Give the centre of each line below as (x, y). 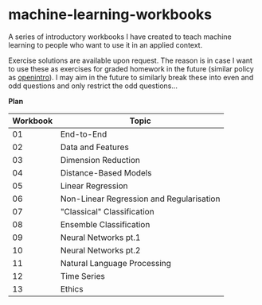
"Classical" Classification (107, 211)
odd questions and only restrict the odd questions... (93, 86)
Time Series (82, 276)
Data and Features (94, 147)
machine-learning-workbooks (110, 15)
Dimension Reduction (100, 160)
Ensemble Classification (105, 224)
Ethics (72, 289)
